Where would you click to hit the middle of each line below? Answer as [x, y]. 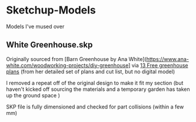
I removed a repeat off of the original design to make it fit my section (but [95, 83]
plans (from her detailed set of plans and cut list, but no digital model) [91, 72]
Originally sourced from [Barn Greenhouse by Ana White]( [77, 59]
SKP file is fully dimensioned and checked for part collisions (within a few [95, 107]
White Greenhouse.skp [49, 45]
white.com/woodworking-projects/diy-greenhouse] [68, 65]
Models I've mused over [35, 26]
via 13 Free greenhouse [160, 65]
